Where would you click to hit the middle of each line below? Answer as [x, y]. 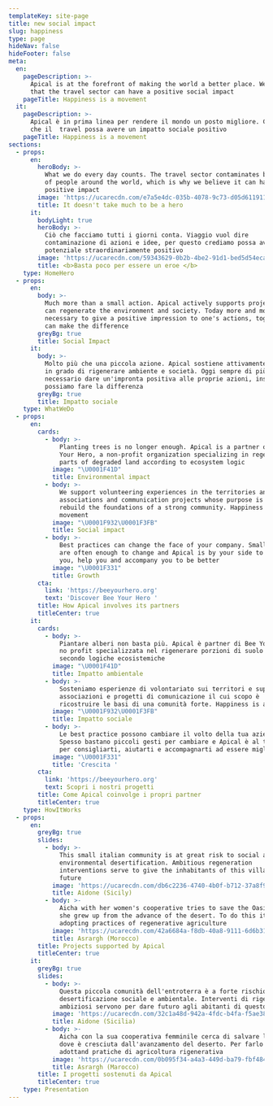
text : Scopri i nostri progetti [99, 787]
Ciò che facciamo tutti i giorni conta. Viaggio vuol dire [147, 235]
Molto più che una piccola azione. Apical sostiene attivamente [156, 364]
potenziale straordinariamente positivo [114, 250]
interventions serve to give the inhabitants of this [152, 870]
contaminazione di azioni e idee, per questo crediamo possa [150, 243]
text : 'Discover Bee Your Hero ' [101, 599]
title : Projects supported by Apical [101, 946]
